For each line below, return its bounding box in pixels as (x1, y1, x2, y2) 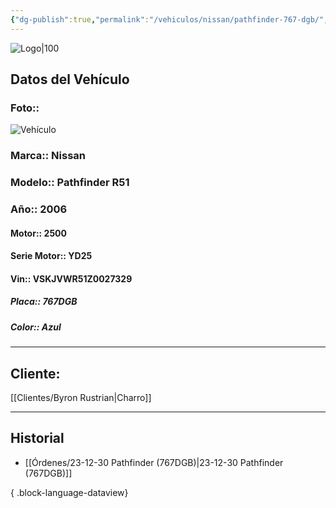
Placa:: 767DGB (10, 296, 78, 308)
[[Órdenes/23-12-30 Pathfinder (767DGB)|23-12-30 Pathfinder (24, 456, 284, 468)
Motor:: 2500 (10, 227, 67, 239)
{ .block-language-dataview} (10, 486, 129, 498)
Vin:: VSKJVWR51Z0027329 (10, 272, 133, 285)
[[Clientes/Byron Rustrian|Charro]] (10, 392, 152, 404)
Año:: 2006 (10, 202, 68, 216)
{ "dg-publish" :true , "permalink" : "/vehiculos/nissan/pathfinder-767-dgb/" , (10, 14, 329, 25)
